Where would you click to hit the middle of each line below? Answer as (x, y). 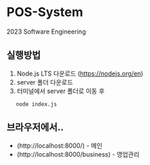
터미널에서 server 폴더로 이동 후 (61, 91)
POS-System (45, 12)
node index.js (36, 104)
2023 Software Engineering (46, 31)
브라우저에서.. (35, 128)
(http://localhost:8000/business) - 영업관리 (78, 154)
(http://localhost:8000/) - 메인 (60, 145)
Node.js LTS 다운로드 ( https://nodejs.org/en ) (80, 73)
